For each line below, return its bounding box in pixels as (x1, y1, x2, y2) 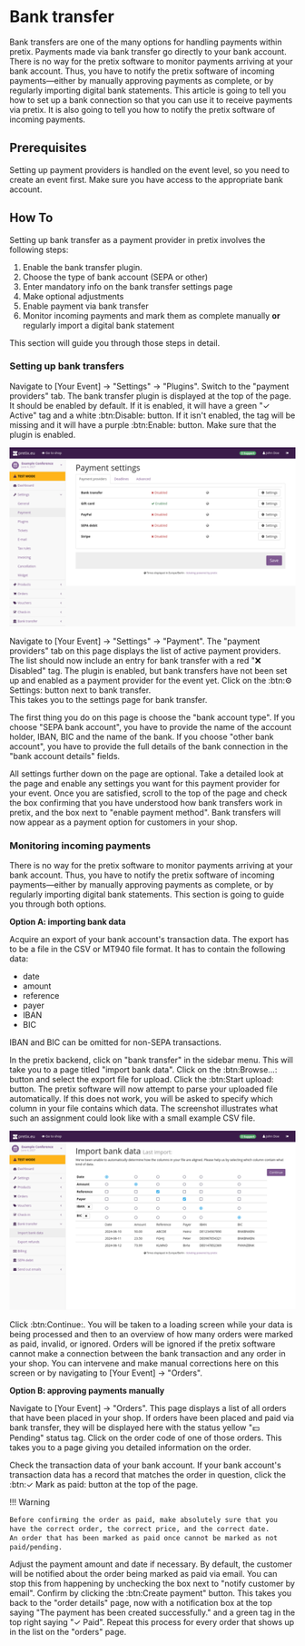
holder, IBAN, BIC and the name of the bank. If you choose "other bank (9, 731, 274, 742)
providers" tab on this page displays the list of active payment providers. (9, 645, 281, 656)
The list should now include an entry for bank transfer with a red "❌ (9, 655, 261, 666)
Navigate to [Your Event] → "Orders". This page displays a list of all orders (9, 1403, 287, 1414)
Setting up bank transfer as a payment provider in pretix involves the (9, 234, 266, 245)
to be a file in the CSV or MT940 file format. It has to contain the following (9, 944, 286, 955)
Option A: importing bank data (9, 917, 126, 928)
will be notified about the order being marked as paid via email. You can (9, 1569, 278, 1580)
